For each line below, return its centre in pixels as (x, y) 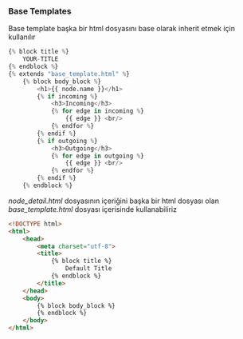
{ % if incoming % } (67, 96)
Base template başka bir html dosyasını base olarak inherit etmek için (121, 29)
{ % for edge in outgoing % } (98, 156)
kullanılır (22, 37)
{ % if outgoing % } (67, 141)
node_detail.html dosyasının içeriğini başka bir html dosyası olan (114, 201)
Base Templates (40, 11)
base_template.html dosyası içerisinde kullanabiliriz (93, 209)
